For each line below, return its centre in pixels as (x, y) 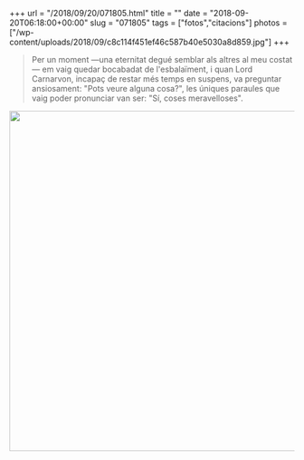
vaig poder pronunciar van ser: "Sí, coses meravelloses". (137, 98)
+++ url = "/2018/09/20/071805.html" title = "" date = (109, 13)
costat (281, 59)
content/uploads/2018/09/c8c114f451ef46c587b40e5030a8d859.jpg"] (141, 42)
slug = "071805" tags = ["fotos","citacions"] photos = (189, 23)
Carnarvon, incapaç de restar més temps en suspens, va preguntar (157, 79)
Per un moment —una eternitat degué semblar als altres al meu (149, 59)
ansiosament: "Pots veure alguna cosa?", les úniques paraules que (156, 88)
